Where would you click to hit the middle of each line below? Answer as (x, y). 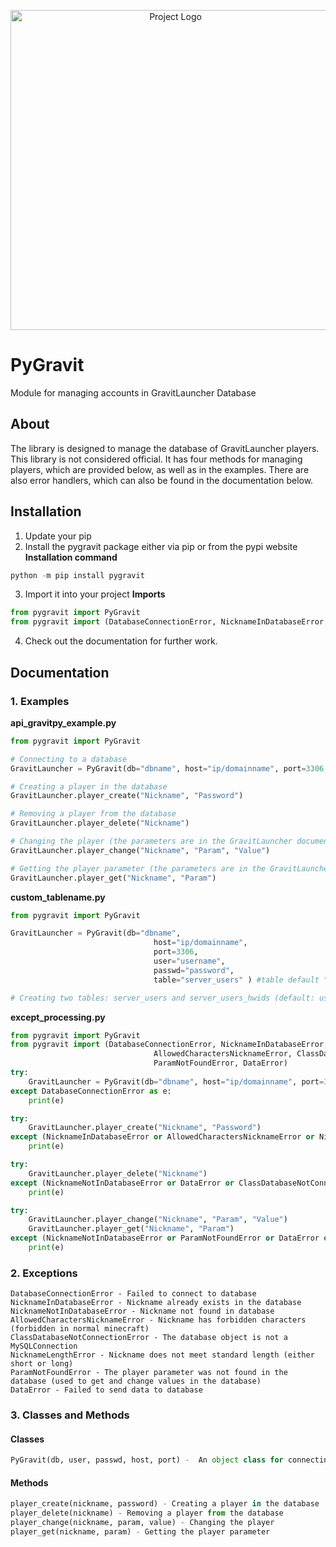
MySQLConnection (44, 1346)
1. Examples (40, 701)
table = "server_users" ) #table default (236, 980)
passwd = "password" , (194, 970)
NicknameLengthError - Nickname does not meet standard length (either (162, 1355)
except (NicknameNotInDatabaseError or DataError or (122, 1183)
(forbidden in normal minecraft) (80, 1329)
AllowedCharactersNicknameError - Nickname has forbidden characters (158, 1320)
